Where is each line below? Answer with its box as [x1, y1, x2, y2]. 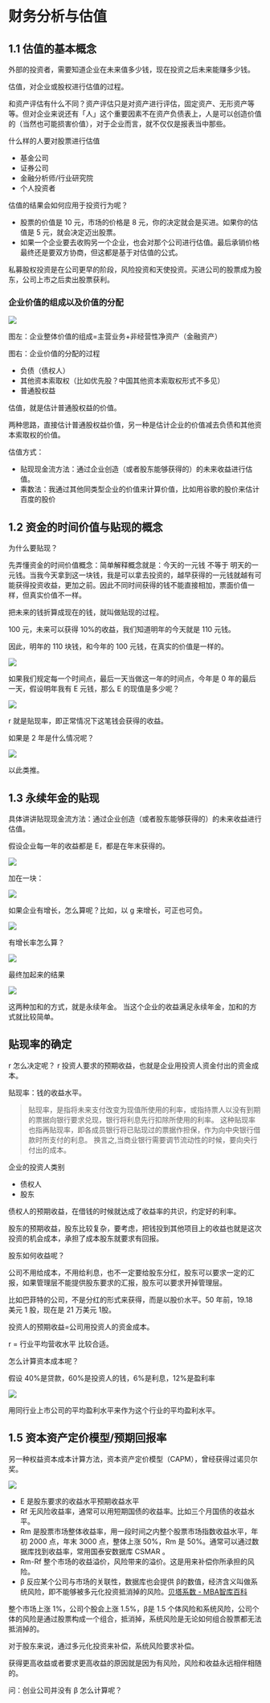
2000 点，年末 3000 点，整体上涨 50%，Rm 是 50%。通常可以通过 [29, 1537, 252, 1546]
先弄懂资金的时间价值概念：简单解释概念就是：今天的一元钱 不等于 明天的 [8, 560, 252, 570]
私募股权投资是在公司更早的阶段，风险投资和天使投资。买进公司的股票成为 [8, 265, 255, 274]
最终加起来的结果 [8, 970, 65, 979]
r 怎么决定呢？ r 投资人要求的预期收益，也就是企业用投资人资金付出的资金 [8, 1061, 252, 1070]
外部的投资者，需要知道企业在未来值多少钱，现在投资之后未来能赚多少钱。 [8, 65, 255, 74]
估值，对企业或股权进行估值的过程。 [8, 82, 129, 91]
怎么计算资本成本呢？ [8, 1356, 79, 1365]
